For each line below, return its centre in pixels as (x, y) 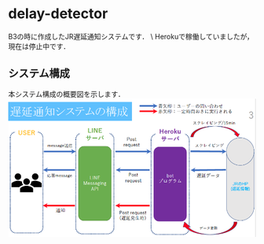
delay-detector (58, 14)
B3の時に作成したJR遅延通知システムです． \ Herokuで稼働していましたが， (131, 36)
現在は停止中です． (39, 46)
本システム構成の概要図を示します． (67, 94)
